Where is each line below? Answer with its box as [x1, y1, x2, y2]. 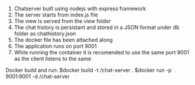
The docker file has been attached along [14, 37, 113, 43]
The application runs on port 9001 [14, 42, 97, 50]
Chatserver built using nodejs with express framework [14, 5, 146, 12]
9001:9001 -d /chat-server [5, 73, 70, 80]
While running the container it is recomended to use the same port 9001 [14, 49, 190, 55]
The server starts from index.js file [14, 11, 98, 18]
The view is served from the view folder [14, 18, 111, 24]
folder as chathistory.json [14, 30, 76, 37]
